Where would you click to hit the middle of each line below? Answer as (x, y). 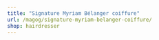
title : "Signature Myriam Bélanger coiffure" (73, 13)
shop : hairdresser (33, 26)
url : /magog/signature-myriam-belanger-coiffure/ (80, 20)
